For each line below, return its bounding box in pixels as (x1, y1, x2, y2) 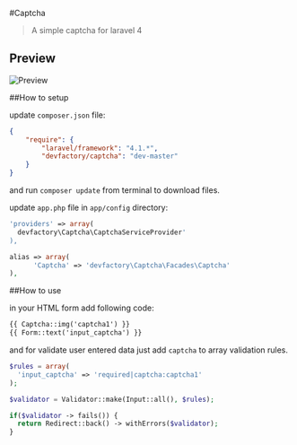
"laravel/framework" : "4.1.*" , (41, 144, 159, 153)
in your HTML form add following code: (9, 302, 154, 313)
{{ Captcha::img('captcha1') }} (9, 320, 130, 329)
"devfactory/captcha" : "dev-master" (41, 152, 179, 161)
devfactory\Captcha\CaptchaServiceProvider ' (17, 228, 187, 237)
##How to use (9, 285, 62, 296)
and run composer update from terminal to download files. (9, 185, 220, 196)
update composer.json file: (9, 109, 106, 120)
